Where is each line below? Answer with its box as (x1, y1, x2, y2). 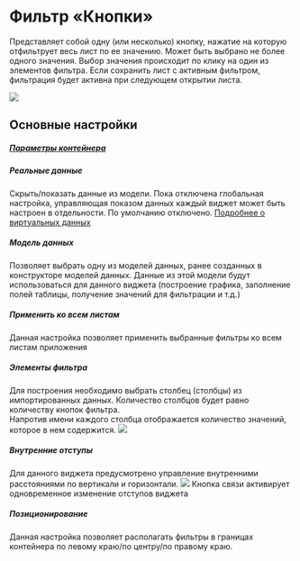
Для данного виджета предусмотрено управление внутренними (9, 467, 259, 478)
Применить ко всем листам (9, 309, 120, 321)
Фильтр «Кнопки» (9, 6, 153, 27)
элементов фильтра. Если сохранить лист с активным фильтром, (9, 65, 261, 76)
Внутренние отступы (9, 445, 93, 456)
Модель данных (9, 237, 74, 249)
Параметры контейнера (9, 142, 106, 153)
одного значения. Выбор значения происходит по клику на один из (9, 55, 269, 66)
